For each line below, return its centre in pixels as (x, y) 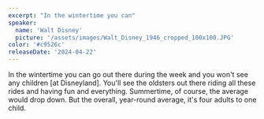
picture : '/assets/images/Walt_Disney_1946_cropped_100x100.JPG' (125, 37)
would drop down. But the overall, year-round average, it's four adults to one (132, 100)
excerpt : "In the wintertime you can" (72, 15)
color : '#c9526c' (37, 45)
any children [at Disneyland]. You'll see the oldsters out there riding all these (132, 83)
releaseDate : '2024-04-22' (52, 52)
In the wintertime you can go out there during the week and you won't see (128, 74)
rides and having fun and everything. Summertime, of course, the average (128, 91)
